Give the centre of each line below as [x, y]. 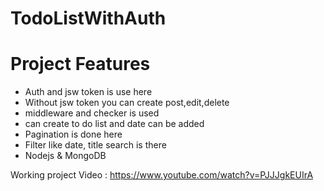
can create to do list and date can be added [114, 124]
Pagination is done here [73, 134]
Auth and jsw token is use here [88, 92]
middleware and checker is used [92, 113]
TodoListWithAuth [88, 18]
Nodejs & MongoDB [65, 156]
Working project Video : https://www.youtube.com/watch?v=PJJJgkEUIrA [162, 175]
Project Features [80, 64]
